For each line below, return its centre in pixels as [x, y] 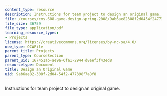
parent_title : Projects [30, 51]
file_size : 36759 [23, 24]
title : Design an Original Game [39, 70]
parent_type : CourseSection [34, 56]
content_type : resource [30, 10]
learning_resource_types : [32, 33]
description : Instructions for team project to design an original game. [83, 14]
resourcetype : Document [30, 65]
